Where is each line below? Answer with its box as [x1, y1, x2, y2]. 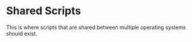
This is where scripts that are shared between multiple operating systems [6, 24, 186, 31]
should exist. [6, 30, 37, 37]
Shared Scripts [6, 4, 81, 18]
